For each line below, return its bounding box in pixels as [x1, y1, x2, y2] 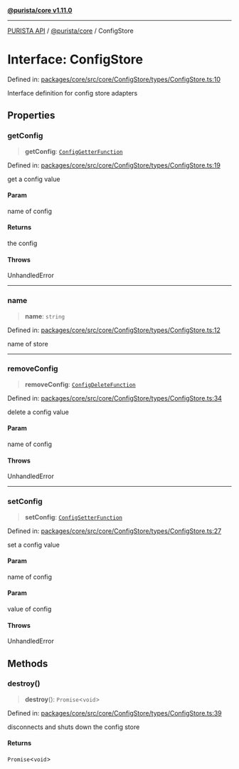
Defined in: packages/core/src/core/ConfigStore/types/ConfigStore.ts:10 [7, 75, 221, 83]
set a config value [7, 540, 60, 549]
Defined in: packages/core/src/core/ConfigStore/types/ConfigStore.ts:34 [7, 393, 223, 402]
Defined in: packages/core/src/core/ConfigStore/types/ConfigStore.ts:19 [7, 160, 221, 170]
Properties [7, 110, 55, 122]
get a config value [7, 175, 60, 183]
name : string [24, 311, 65, 320]
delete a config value [7, 408, 69, 416]
